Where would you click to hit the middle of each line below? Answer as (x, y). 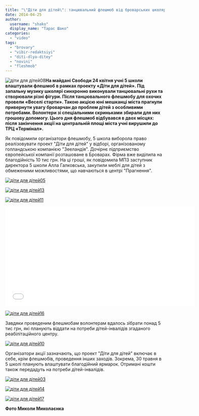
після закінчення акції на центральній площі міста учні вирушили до (82, 124)
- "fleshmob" (23, 66)
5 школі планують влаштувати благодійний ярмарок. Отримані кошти (80, 364)
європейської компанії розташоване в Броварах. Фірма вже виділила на (84, 155)
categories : (18, 33)
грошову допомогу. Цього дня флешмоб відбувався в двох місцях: (80, 118)
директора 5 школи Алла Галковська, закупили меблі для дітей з (75, 165)
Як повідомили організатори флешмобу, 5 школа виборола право (76, 139)
